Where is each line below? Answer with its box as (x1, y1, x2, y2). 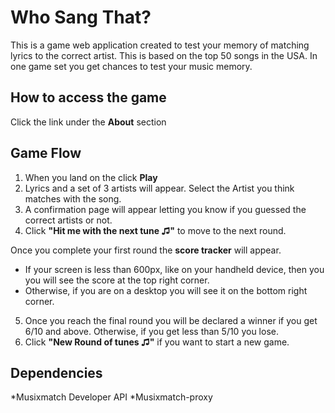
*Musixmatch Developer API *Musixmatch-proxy (10, 391, 213, 403)
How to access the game (10, 89, 167, 106)
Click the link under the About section (10, 116, 167, 128)
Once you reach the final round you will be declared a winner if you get (24, 314, 318, 326)
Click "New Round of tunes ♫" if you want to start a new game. (24, 336, 290, 348)
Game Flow (10, 145, 82, 162)
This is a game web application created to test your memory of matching (10, 39, 310, 51)
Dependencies (10, 364, 103, 381)
